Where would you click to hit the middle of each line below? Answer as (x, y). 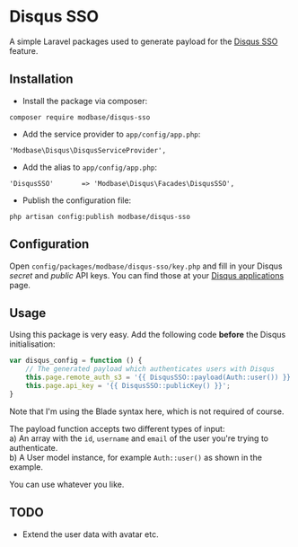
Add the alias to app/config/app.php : (90, 167)
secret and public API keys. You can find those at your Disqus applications (147, 275)
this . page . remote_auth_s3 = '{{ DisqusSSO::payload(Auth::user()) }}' (160, 378)
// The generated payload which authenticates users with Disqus (150, 369)
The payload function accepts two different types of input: (117, 428)
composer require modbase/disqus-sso (80, 117)
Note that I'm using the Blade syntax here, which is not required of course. (147, 411)
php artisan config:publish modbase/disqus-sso (100, 216)
